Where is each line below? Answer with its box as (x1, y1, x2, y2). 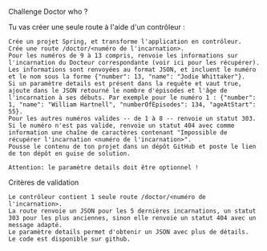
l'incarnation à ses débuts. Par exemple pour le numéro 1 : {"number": (8, 94, 257, 102)
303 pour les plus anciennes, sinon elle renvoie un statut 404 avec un (8, 214, 257, 222)
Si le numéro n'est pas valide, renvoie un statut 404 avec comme (8, 122, 235, 129)
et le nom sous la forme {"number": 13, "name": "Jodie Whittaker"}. (8, 73, 246, 81)
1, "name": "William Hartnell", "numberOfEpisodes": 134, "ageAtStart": (8, 101, 257, 109)
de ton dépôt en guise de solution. (8, 149, 131, 157)
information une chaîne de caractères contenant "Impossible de (8, 129, 228, 137)
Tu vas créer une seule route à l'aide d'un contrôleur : (8, 22, 186, 31)
